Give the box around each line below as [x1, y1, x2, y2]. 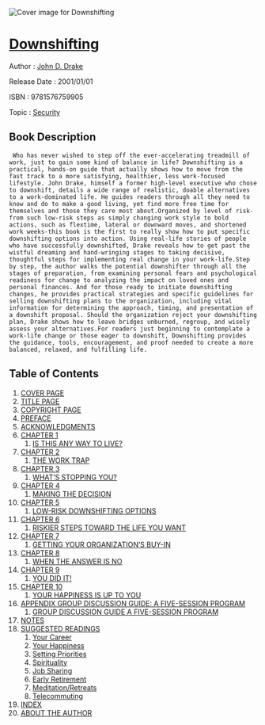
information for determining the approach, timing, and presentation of [9, 303, 254, 312]
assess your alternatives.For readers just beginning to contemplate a [9, 325, 250, 333]
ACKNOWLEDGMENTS [20, 422, 96, 431]
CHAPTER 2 [20, 447, 60, 456]
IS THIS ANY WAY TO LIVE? [32, 438, 123, 448]
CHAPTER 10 [20, 582, 62, 591]
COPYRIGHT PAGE [20, 405, 81, 414]
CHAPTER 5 [20, 498, 60, 507]
